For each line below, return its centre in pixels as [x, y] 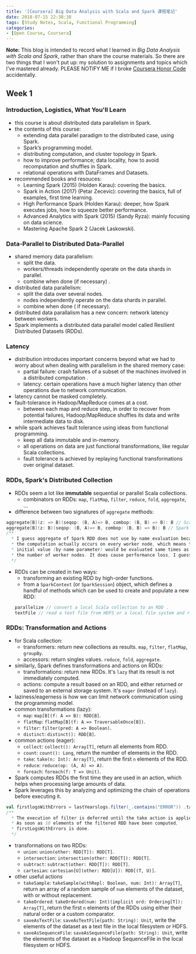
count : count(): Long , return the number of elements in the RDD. [100, 752]
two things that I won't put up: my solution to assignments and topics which [97, 63]
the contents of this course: [48, 129]
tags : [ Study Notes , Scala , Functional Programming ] [71, 22]
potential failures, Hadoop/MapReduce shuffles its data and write [101, 415]
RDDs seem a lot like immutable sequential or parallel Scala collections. [101, 493]
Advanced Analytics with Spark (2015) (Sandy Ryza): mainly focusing [106, 216]
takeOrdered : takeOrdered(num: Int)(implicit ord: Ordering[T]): [103, 901]
